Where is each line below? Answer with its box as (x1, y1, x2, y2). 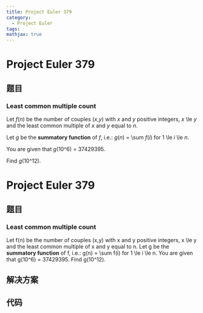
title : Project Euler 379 (6, 8, 72, 15)
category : (6, 15, 32, 21)
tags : (6, 25, 20, 32)
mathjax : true (6, 32, 43, 38)
